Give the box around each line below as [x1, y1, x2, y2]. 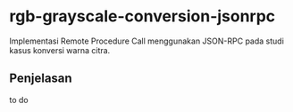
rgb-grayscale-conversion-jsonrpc [9, 6, 276, 27]
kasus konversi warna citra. [9, 44, 111, 55]
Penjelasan [9, 71, 73, 86]
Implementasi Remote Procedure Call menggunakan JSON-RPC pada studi [9, 36, 284, 46]
